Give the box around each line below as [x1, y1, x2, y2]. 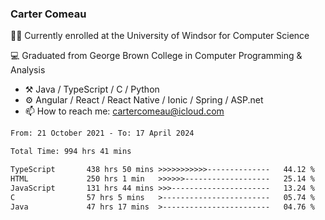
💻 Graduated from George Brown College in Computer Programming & [10, 50, 303, 62]
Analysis [10, 64, 46, 76]
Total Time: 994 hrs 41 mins [10, 147, 132, 157]
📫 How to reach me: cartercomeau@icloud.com [24, 105, 225, 117]
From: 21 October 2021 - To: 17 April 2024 [10, 128, 195, 139]
